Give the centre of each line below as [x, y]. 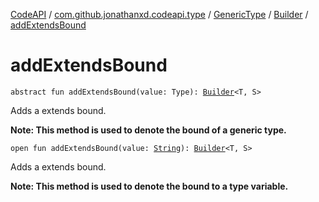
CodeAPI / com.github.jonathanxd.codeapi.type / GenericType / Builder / [159, 14]
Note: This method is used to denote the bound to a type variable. [149, 186]
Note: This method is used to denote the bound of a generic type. [148, 130]
